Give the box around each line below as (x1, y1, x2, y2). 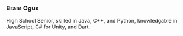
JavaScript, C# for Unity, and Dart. (6, 23, 91, 30)
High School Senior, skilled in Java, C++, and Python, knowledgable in (6, 17, 178, 24)
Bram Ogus (6, 4, 39, 12)
